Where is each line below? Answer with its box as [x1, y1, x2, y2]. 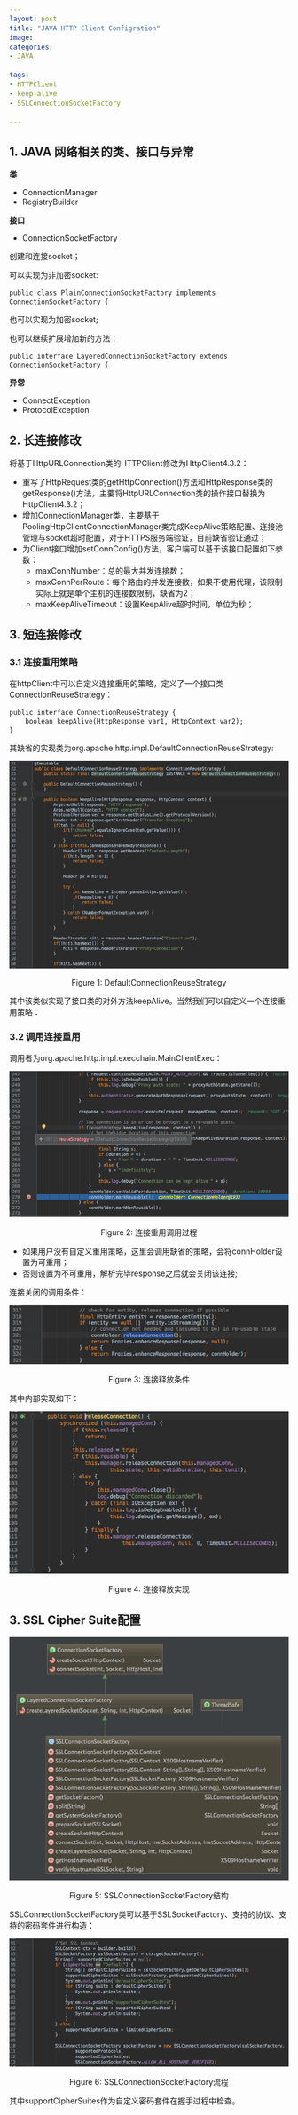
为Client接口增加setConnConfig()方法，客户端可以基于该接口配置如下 [21, 543, 276, 554]
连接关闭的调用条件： [9, 1287, 87, 1297]
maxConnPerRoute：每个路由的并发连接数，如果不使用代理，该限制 [35, 577, 284, 587]
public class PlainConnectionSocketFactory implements [9, 289, 216, 297]
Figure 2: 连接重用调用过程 [100, 1226, 198, 1238]
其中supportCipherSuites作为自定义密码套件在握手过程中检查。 [9, 2095, 240, 2106]
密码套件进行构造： [24, 1920, 95, 1930]
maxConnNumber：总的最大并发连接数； [35, 566, 186, 576]
